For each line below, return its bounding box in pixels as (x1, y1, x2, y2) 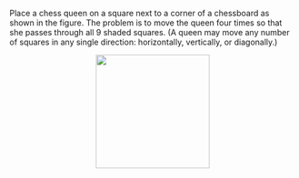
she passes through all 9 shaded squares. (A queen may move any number (9, 27, 291, 37)
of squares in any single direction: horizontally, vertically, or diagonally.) (9, 36, 278, 47)
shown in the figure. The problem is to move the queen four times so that (9, 17, 283, 28)
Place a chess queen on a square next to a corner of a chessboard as (9, 8, 270, 18)
